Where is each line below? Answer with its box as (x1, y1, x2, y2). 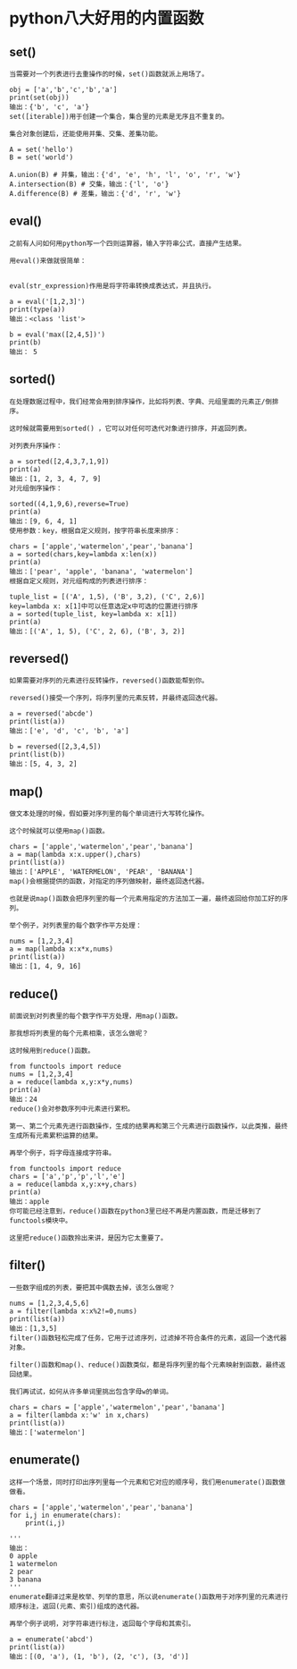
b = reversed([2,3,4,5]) (9, 742, 102, 751)
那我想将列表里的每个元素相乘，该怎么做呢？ (9, 1029, 149, 1038)
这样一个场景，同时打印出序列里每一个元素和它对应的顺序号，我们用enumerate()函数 (9, 1478, 279, 1487)
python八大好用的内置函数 (9, 8, 204, 29)
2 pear (9, 1567, 34, 1576)
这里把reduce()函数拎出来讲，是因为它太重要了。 (9, 1233, 168, 1243)
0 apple (9, 1551, 38, 1561)
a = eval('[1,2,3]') (9, 297, 87, 306)
